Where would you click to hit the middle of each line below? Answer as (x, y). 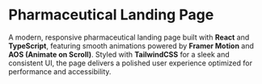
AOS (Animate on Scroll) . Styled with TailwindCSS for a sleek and (119, 54)
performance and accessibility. (60, 71)
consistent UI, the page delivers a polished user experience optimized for (131, 63)
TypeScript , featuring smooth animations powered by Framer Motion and (131, 45)
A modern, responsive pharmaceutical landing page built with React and (129, 37)
